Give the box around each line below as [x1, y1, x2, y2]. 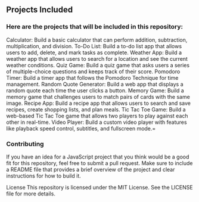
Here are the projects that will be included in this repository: [6, 23, 184, 31]
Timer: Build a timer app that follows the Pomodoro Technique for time [6, 74, 179, 81]
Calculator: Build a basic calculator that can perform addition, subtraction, [6, 36, 188, 43]
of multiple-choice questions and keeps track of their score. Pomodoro [6, 68, 181, 75]
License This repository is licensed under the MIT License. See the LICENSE [6, 184, 193, 191]
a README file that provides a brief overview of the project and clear [6, 166, 175, 173]
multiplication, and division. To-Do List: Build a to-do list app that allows [6, 42, 182, 49]
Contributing [6, 139, 44, 148]
